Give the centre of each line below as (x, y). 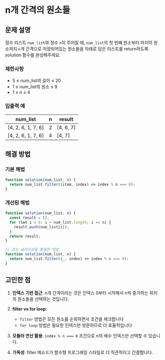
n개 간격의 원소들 (38, 10)
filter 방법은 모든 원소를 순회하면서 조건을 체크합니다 (72, 319)
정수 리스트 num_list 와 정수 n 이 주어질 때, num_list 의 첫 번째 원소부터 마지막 (79, 43)
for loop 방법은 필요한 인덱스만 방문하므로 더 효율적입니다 (76, 325)
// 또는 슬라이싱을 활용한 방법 (32, 250)
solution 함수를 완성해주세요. (33, 55)
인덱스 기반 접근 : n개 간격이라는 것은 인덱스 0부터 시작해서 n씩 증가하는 (80, 293)
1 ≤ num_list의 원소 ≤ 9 (35, 87)
